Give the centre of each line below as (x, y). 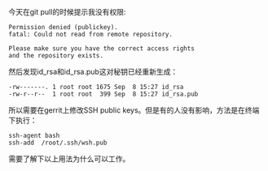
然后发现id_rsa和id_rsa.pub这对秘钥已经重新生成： (93, 72)
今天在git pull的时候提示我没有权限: (67, 12)
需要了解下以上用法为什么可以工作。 (69, 159)
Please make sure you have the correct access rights (102, 49)
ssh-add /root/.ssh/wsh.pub (58, 143)
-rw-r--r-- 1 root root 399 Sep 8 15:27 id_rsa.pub (103, 94)
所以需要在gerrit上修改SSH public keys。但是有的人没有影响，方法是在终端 (134, 110)
